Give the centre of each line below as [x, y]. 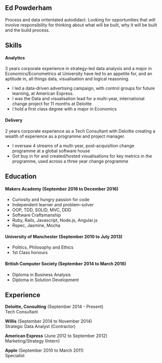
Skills [13, 45]
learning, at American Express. [43, 93]
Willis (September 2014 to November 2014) [49, 321]
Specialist [15, 356]
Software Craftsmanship [36, 215]
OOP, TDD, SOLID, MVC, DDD [42, 210]
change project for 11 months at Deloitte [52, 104]
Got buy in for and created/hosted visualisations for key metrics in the [82, 156]
